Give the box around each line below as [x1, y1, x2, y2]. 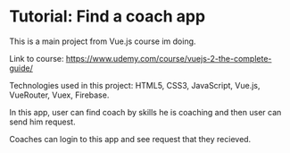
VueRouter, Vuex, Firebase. [9, 89, 110, 100]
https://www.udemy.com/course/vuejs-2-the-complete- [65, 53, 272, 64]
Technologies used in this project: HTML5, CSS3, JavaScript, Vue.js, [9, 80, 261, 90]
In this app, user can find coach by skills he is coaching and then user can [9, 106, 282, 117]
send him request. [9, 116, 76, 127]
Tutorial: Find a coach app [9, 6, 206, 27]
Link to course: [9, 53, 64, 64]
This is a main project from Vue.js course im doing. [9, 36, 196, 47]
